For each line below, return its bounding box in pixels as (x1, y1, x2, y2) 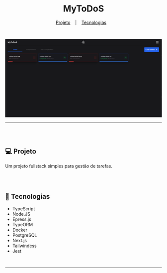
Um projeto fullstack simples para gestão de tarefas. (5, 163, 113, 169)
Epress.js (12, 216, 31, 222)
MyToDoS (63, 3, 104, 14)
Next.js (12, 237, 27, 243)
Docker (12, 227, 28, 233)
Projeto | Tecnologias (55, 19, 107, 25)
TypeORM (12, 221, 33, 227)
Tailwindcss (12, 243, 37, 249)
